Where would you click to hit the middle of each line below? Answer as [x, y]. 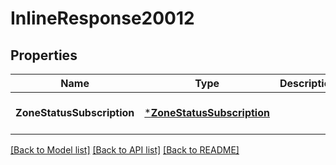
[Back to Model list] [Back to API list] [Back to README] [125, 150]
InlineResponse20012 [102, 18]
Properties [44, 55]
